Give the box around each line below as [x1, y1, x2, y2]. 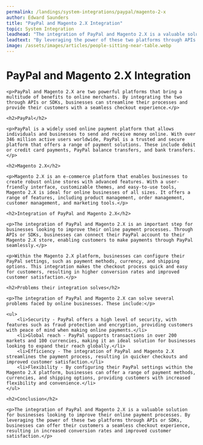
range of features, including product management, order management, [6, 194, 185, 200]
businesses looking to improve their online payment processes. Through [6, 226, 193, 232]
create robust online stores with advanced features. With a [6, 179, 164, 185]
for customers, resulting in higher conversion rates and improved [6, 269, 180, 275]
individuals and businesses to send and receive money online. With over [6, 131, 196, 137]
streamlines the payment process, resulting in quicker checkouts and [6, 354, 188, 360]
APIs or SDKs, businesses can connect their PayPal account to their [6, 231, 185, 238]
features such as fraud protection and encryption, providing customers [6, 321, 193, 328]
